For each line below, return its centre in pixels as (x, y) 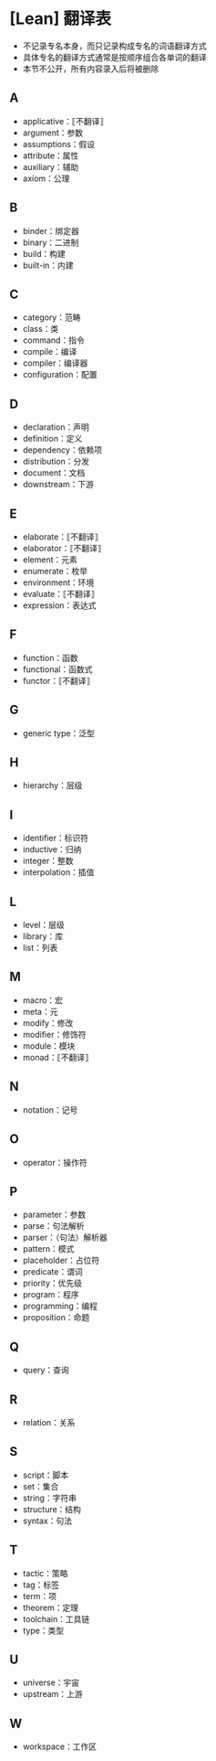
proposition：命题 (56, 1318)
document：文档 (54, 473)
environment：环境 (58, 582)
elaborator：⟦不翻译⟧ (62, 548)
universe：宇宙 (51, 1682)
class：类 (41, 329)
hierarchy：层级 (52, 785)
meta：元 (40, 1011)
